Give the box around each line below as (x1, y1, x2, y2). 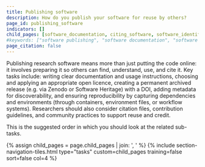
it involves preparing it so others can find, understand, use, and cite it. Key (6, 66, 193, 73)
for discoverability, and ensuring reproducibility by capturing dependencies (6, 92, 196, 99)
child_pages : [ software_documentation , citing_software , (6, 32, 154, 38)
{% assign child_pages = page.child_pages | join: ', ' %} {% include (6, 141, 175, 149)
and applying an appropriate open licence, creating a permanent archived (6, 79, 192, 86)
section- (176, 141, 198, 149)
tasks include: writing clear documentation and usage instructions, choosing (6, 73, 198, 80)
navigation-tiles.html (6, 147, 58, 155)
